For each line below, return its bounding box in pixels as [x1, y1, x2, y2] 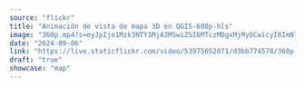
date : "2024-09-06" [9, 38, 84, 48]
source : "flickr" [9, 13, 75, 23]
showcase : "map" [9, 64, 71, 73]
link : [9, 47, 30, 56]
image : [9, 30, 34, 39]
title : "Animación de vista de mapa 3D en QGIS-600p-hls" [9, 22, 233, 31]
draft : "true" [9, 55, 64, 64]
